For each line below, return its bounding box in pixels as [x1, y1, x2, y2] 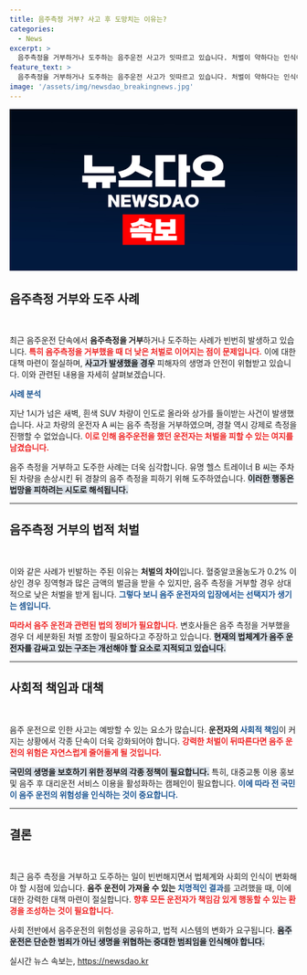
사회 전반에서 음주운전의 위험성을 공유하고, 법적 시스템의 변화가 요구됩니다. [9, 924, 276, 936]
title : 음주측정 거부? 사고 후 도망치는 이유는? [9, 15, 167, 24]
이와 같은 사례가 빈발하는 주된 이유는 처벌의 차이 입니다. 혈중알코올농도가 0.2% [9, 566, 288, 577]
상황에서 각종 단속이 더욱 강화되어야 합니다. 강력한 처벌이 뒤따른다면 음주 [26, 736, 284, 747]
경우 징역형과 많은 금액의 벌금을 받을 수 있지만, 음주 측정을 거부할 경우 [26, 577, 275, 588]
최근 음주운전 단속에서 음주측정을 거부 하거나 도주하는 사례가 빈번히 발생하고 [9, 334, 278, 346]
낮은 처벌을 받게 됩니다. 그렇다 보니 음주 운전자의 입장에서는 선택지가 [33, 588, 276, 599]
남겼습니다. [9, 442, 50, 453]
